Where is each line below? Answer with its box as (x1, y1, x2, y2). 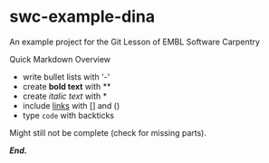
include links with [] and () (22, 100, 120, 110)
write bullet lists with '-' (22, 71, 110, 82)
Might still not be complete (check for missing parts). (9, 127, 207, 138)
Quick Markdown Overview (9, 53, 111, 64)
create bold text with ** (22, 81, 111, 91)
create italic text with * (22, 91, 108, 101)
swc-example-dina (9, 6, 156, 27)
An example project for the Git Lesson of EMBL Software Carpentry (9, 36, 261, 47)
